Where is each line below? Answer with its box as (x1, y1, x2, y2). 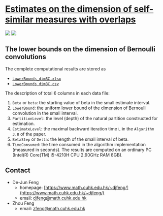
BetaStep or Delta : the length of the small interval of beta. (12, 136, 129, 142)
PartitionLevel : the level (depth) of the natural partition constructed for (12, 115, 158, 121)
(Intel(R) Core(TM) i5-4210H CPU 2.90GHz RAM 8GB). (12, 152, 123, 158)
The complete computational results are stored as (5, 65, 106, 72)
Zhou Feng (12, 200, 34, 206)
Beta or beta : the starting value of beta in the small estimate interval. (12, 99, 151, 105)
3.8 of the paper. (12, 131, 47, 137)
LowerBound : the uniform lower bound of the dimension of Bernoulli (12, 105, 147, 111)
